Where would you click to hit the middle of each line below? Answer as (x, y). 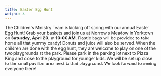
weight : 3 (15, 14)
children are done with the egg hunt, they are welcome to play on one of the (80, 48)
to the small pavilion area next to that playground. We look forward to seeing (81, 63)
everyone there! (21, 68)
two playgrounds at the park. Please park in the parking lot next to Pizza (77, 53)
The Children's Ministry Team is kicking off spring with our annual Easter (77, 27)
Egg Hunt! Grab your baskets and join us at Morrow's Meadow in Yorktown (79, 33)
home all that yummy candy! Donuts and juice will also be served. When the (80, 43)
